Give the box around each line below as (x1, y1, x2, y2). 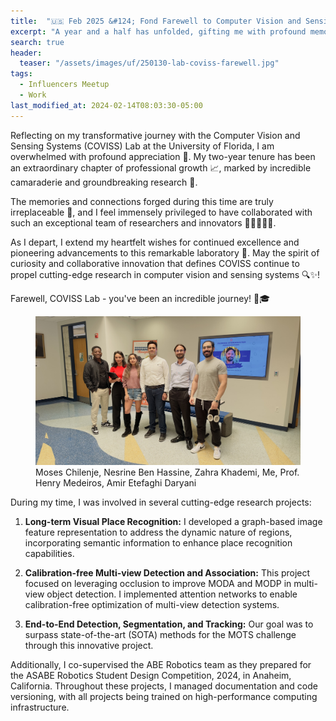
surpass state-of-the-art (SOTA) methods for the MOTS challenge (24, 628, 297, 640)
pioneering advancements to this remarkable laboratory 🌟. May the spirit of (10, 246, 320, 259)
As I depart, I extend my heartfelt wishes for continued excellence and (10, 236, 300, 248)
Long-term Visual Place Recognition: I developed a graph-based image (24, 515, 323, 527)
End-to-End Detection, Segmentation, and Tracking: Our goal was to (24, 618, 314, 630)
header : (10, 48, 43, 58)
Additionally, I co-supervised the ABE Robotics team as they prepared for (10, 658, 312, 670)
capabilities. (24, 547, 75, 559)
